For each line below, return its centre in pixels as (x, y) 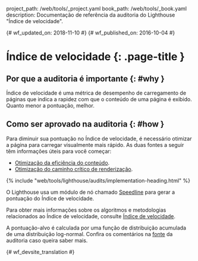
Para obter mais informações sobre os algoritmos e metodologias (86, 210)
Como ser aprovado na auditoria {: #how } (85, 124)
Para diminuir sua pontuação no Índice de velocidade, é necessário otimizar (99, 139)
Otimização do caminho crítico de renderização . (74, 169)
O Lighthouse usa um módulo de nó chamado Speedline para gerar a (91, 192)
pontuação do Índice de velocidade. (50, 198)
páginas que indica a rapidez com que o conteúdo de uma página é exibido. (99, 99)
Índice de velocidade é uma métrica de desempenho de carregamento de (96, 93)
